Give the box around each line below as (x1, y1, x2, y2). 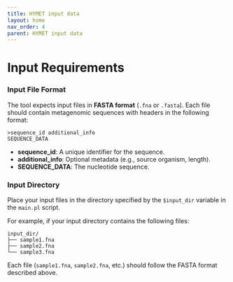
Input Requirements (7, 60, 125, 76)
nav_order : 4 (7, 23, 45, 30)
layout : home (7, 17, 45, 24)
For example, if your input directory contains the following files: (7, 217, 190, 225)
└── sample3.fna (7, 249, 55, 256)
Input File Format (7, 85, 66, 94)
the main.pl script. (7, 204, 61, 212)
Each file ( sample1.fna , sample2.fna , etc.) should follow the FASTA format (7, 261, 218, 269)
